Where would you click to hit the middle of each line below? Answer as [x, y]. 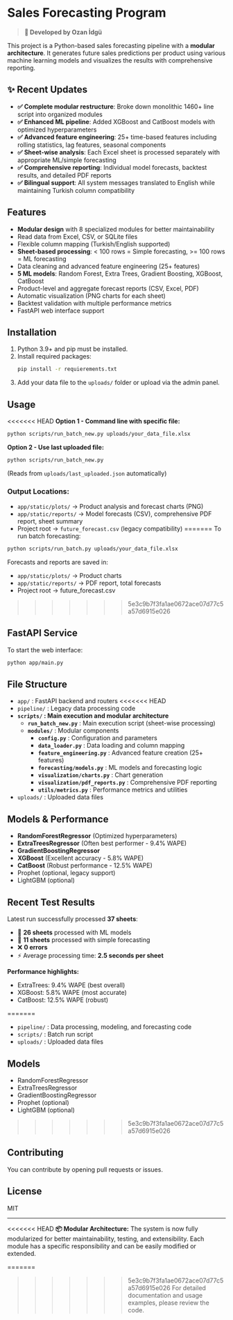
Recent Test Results [51, 902]
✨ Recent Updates [48, 89]
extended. [21, 1253]
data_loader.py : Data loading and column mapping [111, 746]
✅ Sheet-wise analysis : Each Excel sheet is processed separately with [119, 152]
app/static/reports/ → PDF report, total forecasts [89, 583]
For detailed [189, 1288]
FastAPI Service [43, 633]
